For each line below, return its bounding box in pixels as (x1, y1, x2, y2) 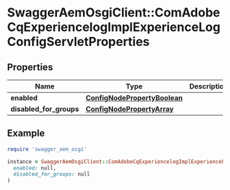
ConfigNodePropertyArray (85, 104, 174, 114)
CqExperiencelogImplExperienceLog (7, 19, 221, 35)
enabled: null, (13, 165, 57, 171)
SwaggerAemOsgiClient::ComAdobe (7, 5, 220, 21)
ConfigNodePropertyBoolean (85, 93, 183, 102)
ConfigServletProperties (7, 34, 150, 49)
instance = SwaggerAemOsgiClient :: (7, 158, 109, 165)
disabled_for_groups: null (13, 171, 90, 178)
